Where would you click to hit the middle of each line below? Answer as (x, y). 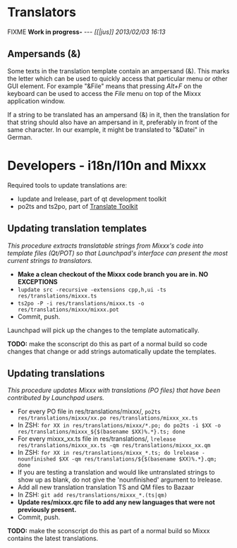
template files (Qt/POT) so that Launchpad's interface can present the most (117, 253)
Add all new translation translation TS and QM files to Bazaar (105, 487)
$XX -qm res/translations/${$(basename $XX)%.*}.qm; (138, 459)
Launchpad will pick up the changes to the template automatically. (103, 330)
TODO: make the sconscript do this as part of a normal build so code (108, 343)
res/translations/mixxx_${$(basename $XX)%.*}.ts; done (101, 432)
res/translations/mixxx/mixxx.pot (68, 310)
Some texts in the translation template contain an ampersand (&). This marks (119, 71)
